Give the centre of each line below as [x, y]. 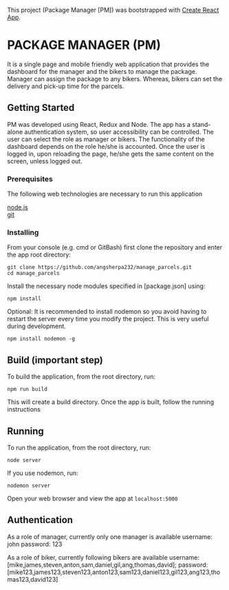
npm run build [28, 389]
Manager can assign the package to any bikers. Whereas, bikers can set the [115, 79]
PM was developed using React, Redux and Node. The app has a [99, 124]
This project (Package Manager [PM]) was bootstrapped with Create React [113, 10]
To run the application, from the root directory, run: [79, 447]
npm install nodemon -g [41, 339]
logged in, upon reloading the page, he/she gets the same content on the [111, 154]
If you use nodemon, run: [43, 473]
